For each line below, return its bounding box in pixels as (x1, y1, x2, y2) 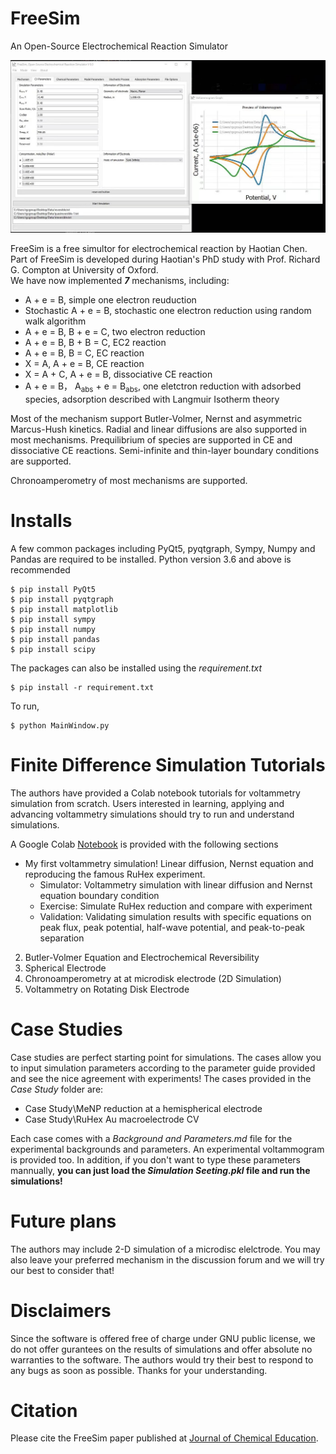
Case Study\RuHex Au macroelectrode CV (24, 1113, 200, 1125)
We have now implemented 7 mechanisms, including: (10, 275, 230, 287)
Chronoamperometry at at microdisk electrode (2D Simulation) (24, 972, 282, 984)
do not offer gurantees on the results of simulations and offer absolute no (10, 1343, 313, 1355)
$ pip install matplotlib (10, 604, 118, 614)
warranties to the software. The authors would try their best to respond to (10, 1353, 314, 1366)
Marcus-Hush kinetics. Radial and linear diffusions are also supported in (10, 423, 308, 435)
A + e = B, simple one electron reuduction (24, 294, 197, 306)
